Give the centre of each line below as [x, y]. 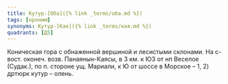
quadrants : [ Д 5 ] [30, 32]
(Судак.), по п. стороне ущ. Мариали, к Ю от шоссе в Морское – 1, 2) [108, 66]
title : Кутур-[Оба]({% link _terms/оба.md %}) [75, 13]
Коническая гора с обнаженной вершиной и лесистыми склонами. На [111, 52]
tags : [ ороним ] [29, 20]
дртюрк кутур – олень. [41, 74]
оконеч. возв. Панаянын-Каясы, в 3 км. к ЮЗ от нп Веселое [111, 59]
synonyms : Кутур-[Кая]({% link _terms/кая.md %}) [80, 26]
